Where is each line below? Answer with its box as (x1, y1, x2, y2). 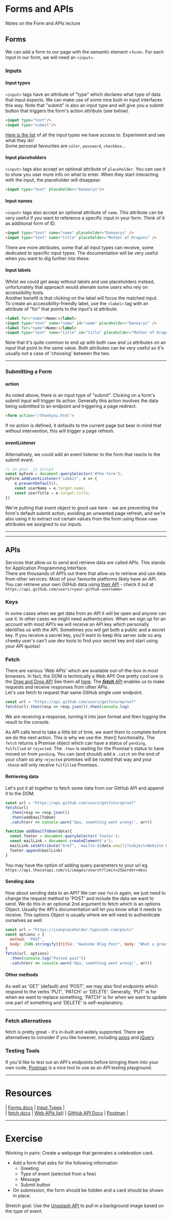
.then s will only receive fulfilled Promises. (5, 761, 99, 768)
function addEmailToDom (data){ (5, 829, 72, 834)
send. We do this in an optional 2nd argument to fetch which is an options (5, 900, 161, 907)
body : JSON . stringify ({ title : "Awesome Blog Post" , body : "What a (10, 942, 155, 947)
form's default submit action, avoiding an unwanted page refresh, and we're (5, 510, 166, 516)
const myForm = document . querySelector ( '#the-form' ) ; (5, 472, 123, 477)
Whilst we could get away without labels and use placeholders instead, (5, 278, 155, 285)
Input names (5, 198, 33, 204)
